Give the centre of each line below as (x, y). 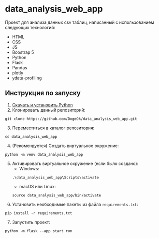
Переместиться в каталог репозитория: (53, 128)
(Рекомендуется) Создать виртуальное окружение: (65, 146)
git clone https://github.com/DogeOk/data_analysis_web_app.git (71, 119)
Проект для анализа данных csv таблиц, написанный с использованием (80, 22)
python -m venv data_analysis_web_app (44, 154)
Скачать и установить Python (42, 104)
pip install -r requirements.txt (39, 213)
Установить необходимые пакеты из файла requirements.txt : (75, 204)
